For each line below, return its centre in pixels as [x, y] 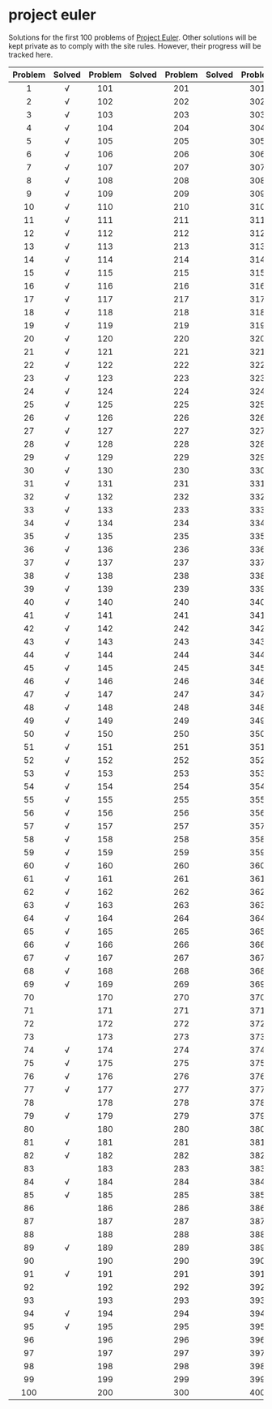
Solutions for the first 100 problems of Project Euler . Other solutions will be [133, 37]
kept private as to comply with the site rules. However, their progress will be [135, 45]
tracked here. [31, 54]
